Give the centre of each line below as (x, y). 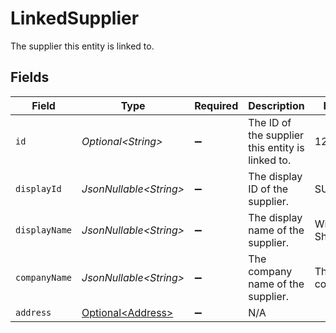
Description (276, 105)
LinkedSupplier (75, 18)
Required (216, 105)
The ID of (270, 122)
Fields (30, 77)
